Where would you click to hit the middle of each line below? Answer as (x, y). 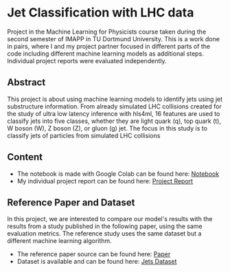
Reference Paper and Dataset (71, 202)
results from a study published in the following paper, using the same (105, 226)
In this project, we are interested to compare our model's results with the (110, 219)
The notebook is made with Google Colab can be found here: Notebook (118, 174)
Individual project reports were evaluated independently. (87, 60)
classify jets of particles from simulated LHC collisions (84, 135)
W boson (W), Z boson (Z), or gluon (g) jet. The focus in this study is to (107, 128)
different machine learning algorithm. (59, 241)
